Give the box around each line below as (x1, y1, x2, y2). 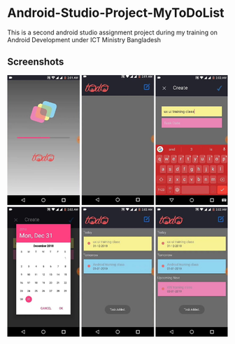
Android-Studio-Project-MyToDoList (7, 5, 225, 21)
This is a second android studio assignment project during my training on (7, 28, 218, 37)
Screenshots (7, 56, 64, 68)
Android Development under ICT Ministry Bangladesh (7, 35, 162, 44)
